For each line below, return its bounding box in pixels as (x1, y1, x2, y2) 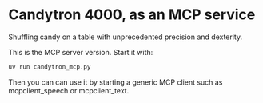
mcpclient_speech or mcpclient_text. (8, 85, 130, 95)
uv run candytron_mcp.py (8, 62, 91, 71)
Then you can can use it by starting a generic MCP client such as (8, 77, 223, 87)
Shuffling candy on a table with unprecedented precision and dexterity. (8, 32, 242, 42)
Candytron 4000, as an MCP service (8, 6, 256, 24)
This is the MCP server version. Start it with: (8, 47, 153, 57)
